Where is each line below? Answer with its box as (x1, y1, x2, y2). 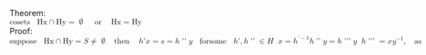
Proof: (9, 26, 33, 36)
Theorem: (9, 8, 46, 18)
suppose (9, 36, 37, 46)
